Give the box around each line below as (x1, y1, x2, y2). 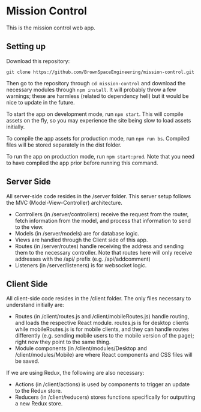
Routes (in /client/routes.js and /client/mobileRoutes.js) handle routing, (14, 313, 190, 320)
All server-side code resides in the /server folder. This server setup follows (6, 192, 191, 199)
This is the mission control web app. (6, 24, 96, 31)
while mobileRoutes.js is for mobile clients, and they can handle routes (14, 326, 189, 333)
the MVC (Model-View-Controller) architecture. (6, 199, 123, 206)
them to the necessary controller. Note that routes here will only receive (14, 249, 193, 256)
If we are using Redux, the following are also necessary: (6, 369, 145, 377)
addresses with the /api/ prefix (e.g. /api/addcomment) (14, 255, 151, 262)
